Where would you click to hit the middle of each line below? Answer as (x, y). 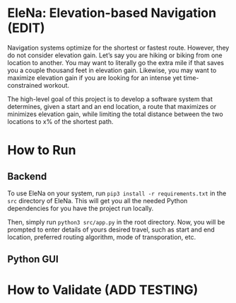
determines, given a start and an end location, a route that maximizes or (112, 106)
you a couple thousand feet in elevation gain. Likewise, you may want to (112, 70)
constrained (25, 85)
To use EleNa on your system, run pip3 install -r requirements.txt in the (117, 193)
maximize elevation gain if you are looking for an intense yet (95, 78)
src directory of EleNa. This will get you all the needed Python (98, 200)
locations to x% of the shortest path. (60, 121)
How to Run (42, 150)
